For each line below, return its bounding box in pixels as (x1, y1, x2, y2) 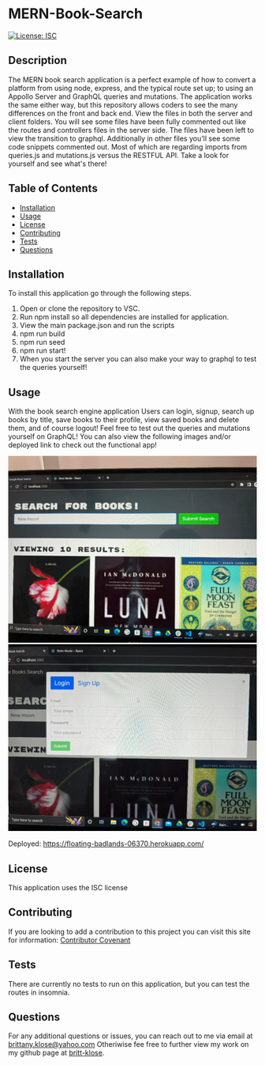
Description (8, 54, 67, 67)
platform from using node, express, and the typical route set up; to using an (8, 83, 254, 93)
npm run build (19, 329, 65, 338)
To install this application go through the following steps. (8, 289, 192, 298)
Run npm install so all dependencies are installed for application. (19, 312, 230, 322)
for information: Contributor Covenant (8, 935, 131, 945)
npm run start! (19, 346, 66, 356)
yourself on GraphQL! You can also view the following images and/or (8, 432, 231, 441)
